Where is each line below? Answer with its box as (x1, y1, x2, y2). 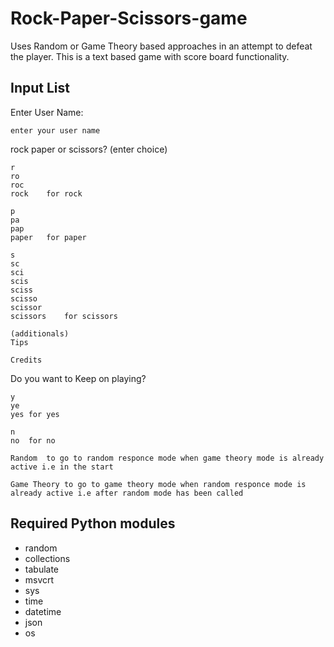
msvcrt (24, 573, 55, 586)
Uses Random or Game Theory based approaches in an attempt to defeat (10, 40, 313, 52)
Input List (10, 80, 70, 97)
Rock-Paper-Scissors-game (10, 7, 248, 30)
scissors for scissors (10, 311, 118, 321)
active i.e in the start (10, 462, 114, 472)
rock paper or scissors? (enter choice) (10, 143, 168, 155)
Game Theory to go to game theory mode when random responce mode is (10, 479, 307, 489)
